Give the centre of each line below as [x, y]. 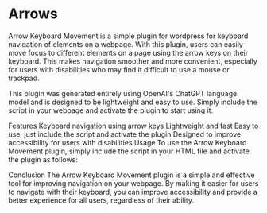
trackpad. [24, 78]
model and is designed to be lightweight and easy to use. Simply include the [133, 102]
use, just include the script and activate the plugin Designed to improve [125, 134]
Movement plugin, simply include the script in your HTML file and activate [129, 151]
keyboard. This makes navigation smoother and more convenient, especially [133, 61]
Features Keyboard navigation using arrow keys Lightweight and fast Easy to [133, 126]
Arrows [33, 14]
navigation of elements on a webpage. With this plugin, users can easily [126, 44]
